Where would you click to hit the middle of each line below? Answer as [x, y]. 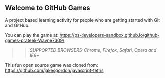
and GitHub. [17, 25]
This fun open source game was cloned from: [52, 65]
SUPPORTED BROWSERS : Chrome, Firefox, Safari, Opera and [93, 50]
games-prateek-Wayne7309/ [35, 40]
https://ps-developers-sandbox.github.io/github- [109, 35]
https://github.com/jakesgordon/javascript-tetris [55, 70]
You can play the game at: [32, 35]
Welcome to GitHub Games [48, 8]
